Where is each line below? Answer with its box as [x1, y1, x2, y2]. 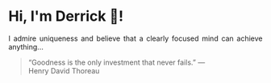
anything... [8, 41, 44, 51]
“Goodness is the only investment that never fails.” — [27, 57, 206, 67]
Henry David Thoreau [27, 65, 100, 75]
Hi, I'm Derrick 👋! [8, 7, 123, 26]
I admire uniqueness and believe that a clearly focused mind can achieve [8, 34, 263, 43]
